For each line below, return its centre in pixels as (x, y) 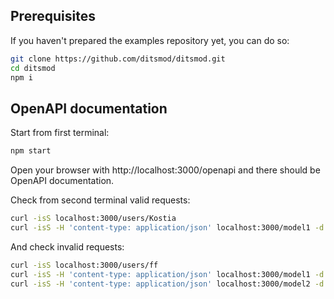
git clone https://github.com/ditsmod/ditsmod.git (118, 59)
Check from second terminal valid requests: (100, 200)
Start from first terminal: (60, 133)
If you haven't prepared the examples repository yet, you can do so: (150, 40)
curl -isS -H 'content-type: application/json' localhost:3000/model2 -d (167, 284)
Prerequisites (53, 16)
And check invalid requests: (67, 246)
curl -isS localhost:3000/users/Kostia (93, 219)
